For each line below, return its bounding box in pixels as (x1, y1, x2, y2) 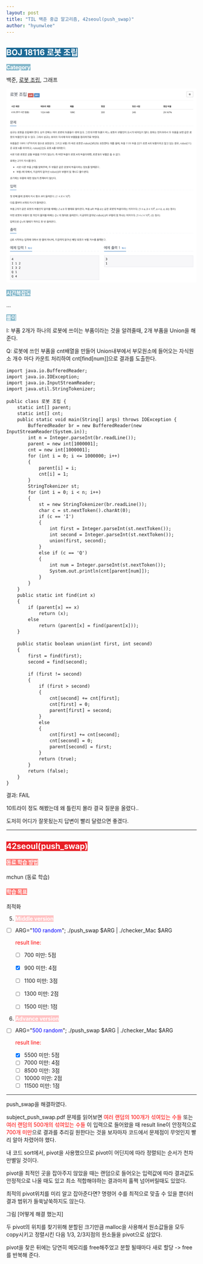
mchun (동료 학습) (6, 873, 50, 880)
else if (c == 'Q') (38, 550, 88, 556)
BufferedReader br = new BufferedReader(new (28, 423, 142, 429)
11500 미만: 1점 (24, 1082, 60, 1089)
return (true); (38, 756, 77, 762)
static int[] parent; (17, 405, 71, 411)
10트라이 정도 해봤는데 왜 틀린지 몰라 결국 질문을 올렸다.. (6, 805, 139, 812)
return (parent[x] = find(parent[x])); (38, 623, 139, 629)
